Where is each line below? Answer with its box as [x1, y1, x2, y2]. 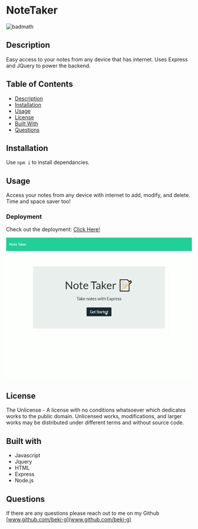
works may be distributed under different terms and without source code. [6, 419, 184, 426]
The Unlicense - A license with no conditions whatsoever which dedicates [6, 406, 186, 413]
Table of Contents [6, 79, 74, 89]
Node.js [14, 477, 34, 484]
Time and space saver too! [6, 198, 71, 205]
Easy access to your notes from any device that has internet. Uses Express [6, 55, 188, 63]
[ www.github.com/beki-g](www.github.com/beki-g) [6, 515, 131, 523]
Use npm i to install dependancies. [6, 159, 90, 166]
